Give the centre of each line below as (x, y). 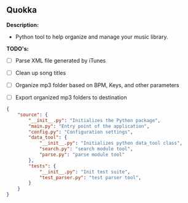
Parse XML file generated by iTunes (61, 60)
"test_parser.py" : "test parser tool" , (90, 177)
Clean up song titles (41, 72)
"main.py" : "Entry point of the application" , (89, 126)
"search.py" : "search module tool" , (86, 149)
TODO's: (18, 48)
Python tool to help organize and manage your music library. (92, 37)
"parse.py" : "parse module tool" (82, 155)
